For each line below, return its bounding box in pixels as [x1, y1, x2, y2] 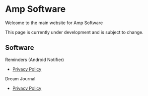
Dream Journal [5, 75, 36, 82]
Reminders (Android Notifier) [5, 57, 65, 63]
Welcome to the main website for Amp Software [5, 20, 103, 26]
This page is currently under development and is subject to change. [5, 29, 144, 35]
